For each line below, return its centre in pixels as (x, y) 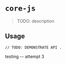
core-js (20, 8)
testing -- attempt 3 (25, 56)
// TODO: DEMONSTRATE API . (33, 48)
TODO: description (36, 21)
